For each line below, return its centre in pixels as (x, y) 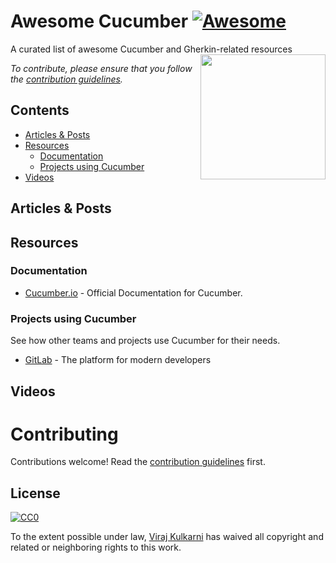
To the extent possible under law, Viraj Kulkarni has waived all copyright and (167, 537)
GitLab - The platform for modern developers (118, 360)
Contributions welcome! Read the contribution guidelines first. (138, 462)
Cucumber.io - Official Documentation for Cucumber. (133, 292)
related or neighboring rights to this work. (96, 547)
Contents (40, 110)
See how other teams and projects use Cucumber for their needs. (145, 341)
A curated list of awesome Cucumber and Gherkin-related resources (151, 49)
